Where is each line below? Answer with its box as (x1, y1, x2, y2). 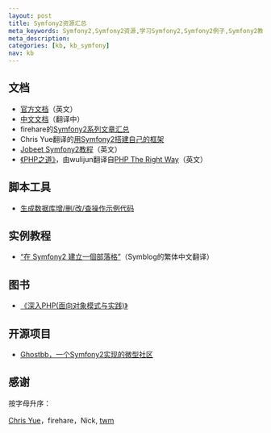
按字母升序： (8, 398, 51, 408)
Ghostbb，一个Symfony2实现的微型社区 (19, 350, 153, 360)
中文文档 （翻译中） (19, 114, 85, 123)
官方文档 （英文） (19, 104, 77, 114)
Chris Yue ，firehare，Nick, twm (8, 415, 115, 425)
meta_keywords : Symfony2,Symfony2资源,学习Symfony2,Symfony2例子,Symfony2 (8, 27, 258, 35)
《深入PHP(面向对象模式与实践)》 (19, 301, 128, 310)
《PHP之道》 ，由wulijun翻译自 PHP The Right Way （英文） (19, 154, 207, 164)
